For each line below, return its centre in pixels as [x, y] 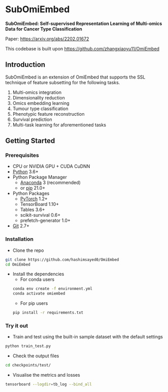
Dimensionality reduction [39, 97]
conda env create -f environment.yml [53, 289]
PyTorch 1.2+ [34, 199]
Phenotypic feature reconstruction [48, 114]
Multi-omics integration [37, 92]
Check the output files [36, 356]
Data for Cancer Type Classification [44, 29]
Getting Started [30, 141]
